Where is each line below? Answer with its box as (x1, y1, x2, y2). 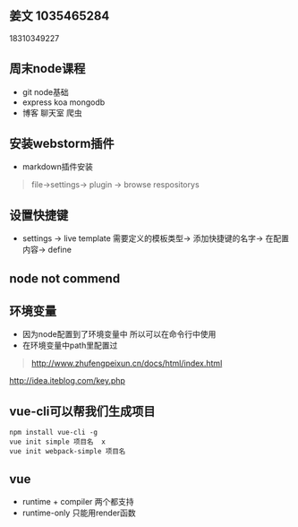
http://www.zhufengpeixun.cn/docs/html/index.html (30, 358, 223, 369)
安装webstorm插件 (9, 136, 115, 151)
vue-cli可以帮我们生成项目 (9, 403, 156, 419)
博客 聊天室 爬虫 (21, 107, 82, 118)
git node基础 (21, 86, 69, 97)
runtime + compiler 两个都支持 (21, 497, 134, 507)
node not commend (9, 271, 121, 286)
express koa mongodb (21, 97, 106, 108)
